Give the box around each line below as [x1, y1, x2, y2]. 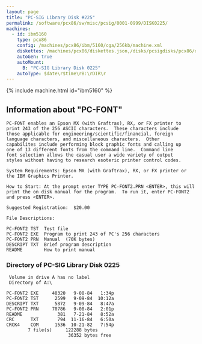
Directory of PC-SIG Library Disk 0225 [6, 260, 120, 269]
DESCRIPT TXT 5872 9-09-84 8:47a [6, 301, 114, 307]
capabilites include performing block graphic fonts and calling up [6, 142, 182, 148]
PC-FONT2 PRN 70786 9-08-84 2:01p [6, 306, 114, 312]
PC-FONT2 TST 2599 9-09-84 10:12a [6, 296, 114, 302]
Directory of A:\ [8, 280, 52, 286]
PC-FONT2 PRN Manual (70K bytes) [6, 236, 96, 243]
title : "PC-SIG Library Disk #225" [6, 14, 96, 20]
